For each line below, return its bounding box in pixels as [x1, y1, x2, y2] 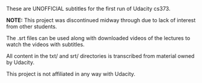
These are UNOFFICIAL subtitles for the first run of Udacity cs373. [6, 5, 171, 12]
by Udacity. [6, 59, 35, 66]
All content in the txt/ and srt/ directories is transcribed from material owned [6, 53, 195, 59]
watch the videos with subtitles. [6, 41, 85, 48]
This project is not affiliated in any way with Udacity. [6, 70, 136, 77]
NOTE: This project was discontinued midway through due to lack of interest [6, 17, 196, 23]
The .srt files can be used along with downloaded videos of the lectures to [6, 35, 191, 41]
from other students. [6, 23, 57, 30]
